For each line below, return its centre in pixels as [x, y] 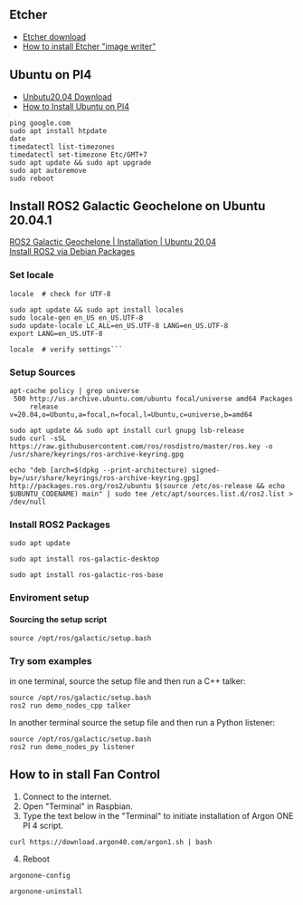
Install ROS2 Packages [60, 525]
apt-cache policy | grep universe [75, 391]
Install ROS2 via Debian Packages [72, 252]
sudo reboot [32, 178]
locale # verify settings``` [66, 349]
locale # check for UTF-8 [60, 294]
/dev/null [28, 502]
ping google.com [40, 123]
